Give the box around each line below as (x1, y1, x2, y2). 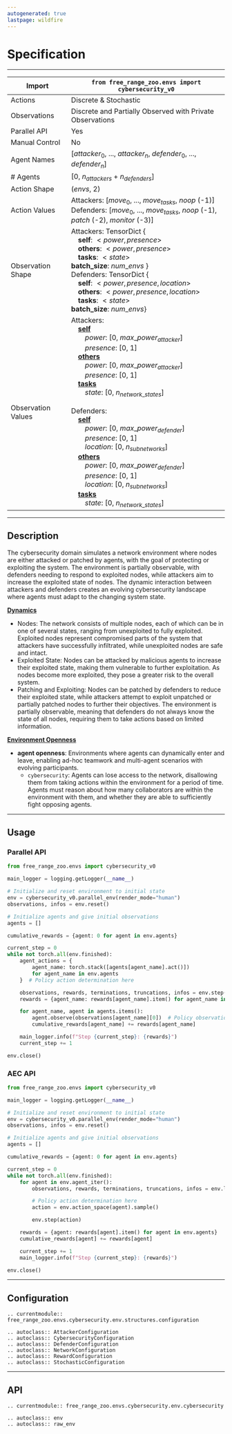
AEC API (7, 1069, 36, 1078)
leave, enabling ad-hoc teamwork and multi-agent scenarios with (17, 756, 203, 764)
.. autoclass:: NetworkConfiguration (7, 1347, 116, 1354)
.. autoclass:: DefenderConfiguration (7, 1341, 119, 1348)
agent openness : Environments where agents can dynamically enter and (17, 749, 225, 757)
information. (17, 722, 52, 730)
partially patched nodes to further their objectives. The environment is (17, 700, 217, 708)
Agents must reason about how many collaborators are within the (27, 785, 214, 794)
